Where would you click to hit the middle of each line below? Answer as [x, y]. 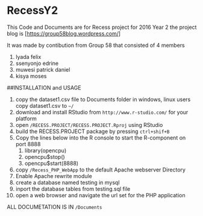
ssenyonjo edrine [37, 63]
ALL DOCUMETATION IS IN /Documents [55, 207]
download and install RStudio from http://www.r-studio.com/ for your [102, 112]
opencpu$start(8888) [52, 163]
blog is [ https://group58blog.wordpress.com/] [64, 33]
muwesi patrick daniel [43, 69]
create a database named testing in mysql [67, 182]
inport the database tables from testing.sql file [73, 189]
